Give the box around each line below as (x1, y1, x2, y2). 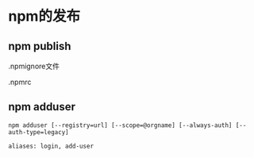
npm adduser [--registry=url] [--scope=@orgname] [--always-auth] (8, 121, 233, 129)
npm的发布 (8, 7, 81, 25)
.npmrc (8, 77, 32, 87)
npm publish (8, 39, 71, 52)
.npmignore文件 (8, 61, 60, 71)
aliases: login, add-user (8, 142, 94, 150)
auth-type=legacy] (8, 128, 69, 136)
